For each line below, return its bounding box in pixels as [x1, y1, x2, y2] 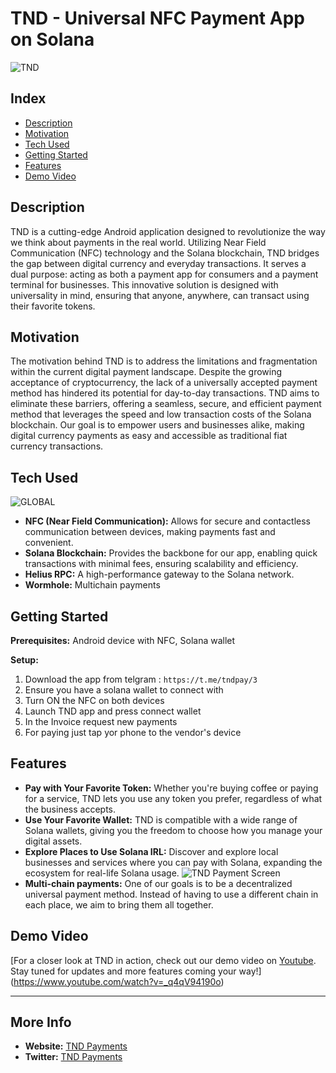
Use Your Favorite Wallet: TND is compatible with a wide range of [24, 813, 298, 826]
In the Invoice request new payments [24, 716, 178, 727]
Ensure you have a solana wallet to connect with [24, 684, 224, 696]
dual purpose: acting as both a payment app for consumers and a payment [10, 268, 319, 280]
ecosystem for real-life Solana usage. [24, 867, 180, 879]
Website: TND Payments [24, 1040, 128, 1052]
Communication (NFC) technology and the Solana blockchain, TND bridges [10, 247, 320, 259]
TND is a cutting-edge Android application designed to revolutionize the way [10, 225, 326, 237]
